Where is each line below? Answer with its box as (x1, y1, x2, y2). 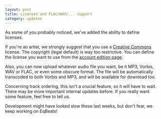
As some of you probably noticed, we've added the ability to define (5, 30, 140, 35)
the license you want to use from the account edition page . (5, 54, 123, 60)
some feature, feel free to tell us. (5, 94, 71, 100)
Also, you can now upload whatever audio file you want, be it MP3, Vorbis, (5, 64, 154, 69)
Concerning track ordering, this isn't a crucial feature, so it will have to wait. (5, 84, 157, 89)
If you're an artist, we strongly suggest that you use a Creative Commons (5, 44, 152, 50)
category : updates (5, 16, 42, 21)
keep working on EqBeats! (5, 108, 57, 114)
